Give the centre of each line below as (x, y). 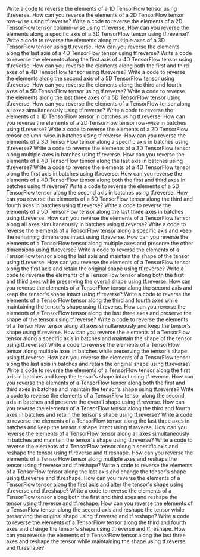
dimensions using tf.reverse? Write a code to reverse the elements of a (93, 250)
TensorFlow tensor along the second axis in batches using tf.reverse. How (97, 193)
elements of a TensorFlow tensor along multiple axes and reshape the (92, 459)
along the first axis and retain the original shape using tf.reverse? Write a (95, 269)
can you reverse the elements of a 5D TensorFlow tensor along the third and (100, 199)
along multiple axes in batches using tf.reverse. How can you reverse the (95, 154)
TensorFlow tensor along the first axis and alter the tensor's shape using (95, 484)
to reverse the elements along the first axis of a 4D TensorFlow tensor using (99, 59)
